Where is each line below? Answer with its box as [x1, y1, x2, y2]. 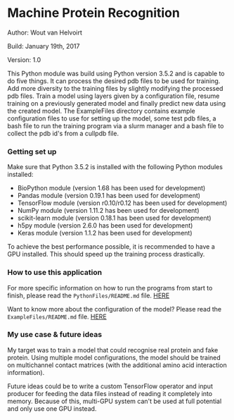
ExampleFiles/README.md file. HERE [7, 312, 107, 321]
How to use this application [7, 268, 103, 278]
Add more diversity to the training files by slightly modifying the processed [7, 84, 223, 92]
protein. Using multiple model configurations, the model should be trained [7, 353, 221, 362]
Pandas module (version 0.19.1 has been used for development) [17, 192, 201, 200]
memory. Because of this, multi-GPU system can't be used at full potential [7, 397, 222, 405]
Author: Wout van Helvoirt [7, 28, 83, 37]
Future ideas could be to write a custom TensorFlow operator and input [7, 382, 213, 390]
